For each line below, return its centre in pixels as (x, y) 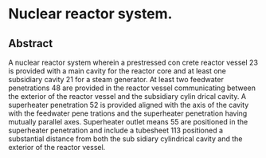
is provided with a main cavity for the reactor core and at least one (117, 71)
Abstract (31, 43)
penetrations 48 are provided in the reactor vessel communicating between (132, 88)
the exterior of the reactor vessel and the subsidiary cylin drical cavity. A (127, 96)
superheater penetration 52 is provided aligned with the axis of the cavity (129, 105)
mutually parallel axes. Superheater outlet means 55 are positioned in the (128, 122)
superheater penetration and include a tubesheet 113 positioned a (116, 130)
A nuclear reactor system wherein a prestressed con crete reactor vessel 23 (133, 62)
